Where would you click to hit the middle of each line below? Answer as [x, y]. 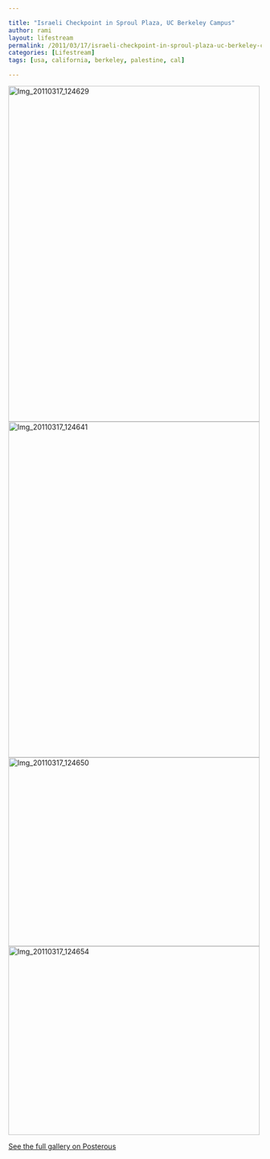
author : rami [30, 30]
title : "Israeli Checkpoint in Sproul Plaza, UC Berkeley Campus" [122, 23]
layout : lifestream [41, 38]
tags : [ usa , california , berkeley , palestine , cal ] [96, 60]
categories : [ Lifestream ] [51, 53]
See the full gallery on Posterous [62, 1146]
